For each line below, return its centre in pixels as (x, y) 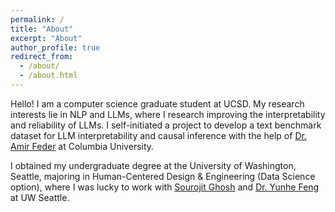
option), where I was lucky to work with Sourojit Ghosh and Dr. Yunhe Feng (165, 187)
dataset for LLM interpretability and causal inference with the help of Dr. (158, 135)
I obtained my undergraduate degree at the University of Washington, (153, 165)
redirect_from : (42, 57)
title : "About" (42, 29)
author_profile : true (55, 47)
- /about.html (48, 76)
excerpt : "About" (46, 38)
